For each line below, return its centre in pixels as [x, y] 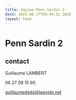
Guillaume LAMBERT [26, 73]
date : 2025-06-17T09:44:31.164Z [38, 14]
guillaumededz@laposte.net [33, 92]
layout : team [18, 19]
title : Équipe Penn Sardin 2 [35, 10]
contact [17, 61]
